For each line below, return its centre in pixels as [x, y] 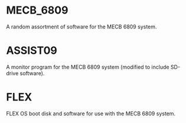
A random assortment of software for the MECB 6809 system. [81, 27]
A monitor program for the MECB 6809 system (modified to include [88, 67]
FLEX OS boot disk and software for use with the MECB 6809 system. [91, 114]
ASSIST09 [32, 51]
